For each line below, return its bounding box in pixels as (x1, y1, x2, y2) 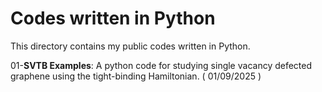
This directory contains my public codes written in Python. (10, 40, 251, 52)
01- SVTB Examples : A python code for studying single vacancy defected (10, 59, 313, 71)
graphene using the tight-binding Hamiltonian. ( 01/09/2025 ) (10, 70, 262, 82)
